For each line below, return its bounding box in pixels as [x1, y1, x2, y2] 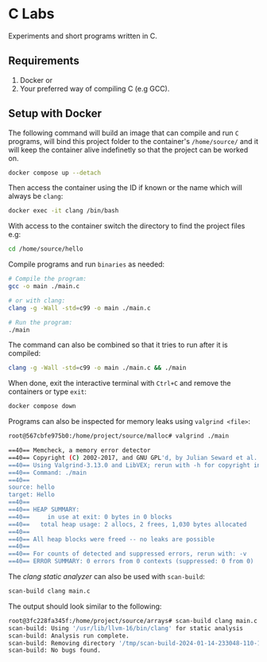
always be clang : [8, 192, 64, 201]
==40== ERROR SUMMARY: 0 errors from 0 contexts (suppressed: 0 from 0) [8, 558, 254, 566]
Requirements [8, 54, 79, 68]
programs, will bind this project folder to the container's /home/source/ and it [8, 136, 258, 146]
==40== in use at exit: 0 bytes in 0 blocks [8, 512, 172, 521]
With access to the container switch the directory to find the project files [8, 221, 246, 231]
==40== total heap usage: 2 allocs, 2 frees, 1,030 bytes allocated [8, 520, 247, 528]
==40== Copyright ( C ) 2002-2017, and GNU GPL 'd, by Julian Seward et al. [8, 454, 258, 461]
